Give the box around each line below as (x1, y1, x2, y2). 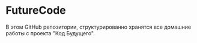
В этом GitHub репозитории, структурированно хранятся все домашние (5, 23, 192, 30)
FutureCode (5, 4, 67, 17)
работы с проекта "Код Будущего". (5, 29, 95, 36)
